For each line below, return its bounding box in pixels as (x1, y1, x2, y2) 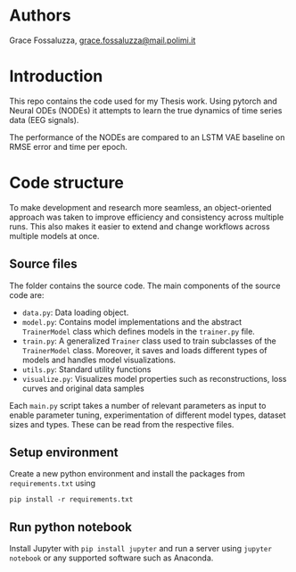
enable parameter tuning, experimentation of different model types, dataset (9, 410, 287, 420)
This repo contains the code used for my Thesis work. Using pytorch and (9, 95, 278, 106)
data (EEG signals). (9, 114, 79, 125)
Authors (9, 5, 71, 26)
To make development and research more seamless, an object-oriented (9, 202, 272, 212)
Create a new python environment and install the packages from (9, 468, 245, 479)
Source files (9, 256, 78, 272)
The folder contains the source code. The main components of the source (9, 280, 281, 291)
